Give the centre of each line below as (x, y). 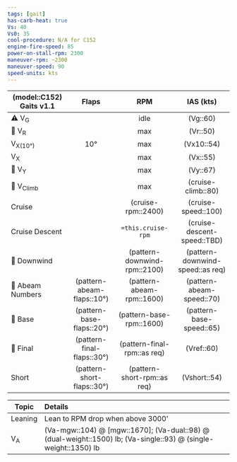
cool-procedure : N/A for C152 (52, 40)
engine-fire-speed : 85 (41, 47)
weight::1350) (68, 448)
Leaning (24, 419)
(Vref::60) (202, 349)
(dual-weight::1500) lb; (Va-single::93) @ (115, 439)
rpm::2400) (145, 212)
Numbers (26, 294)
